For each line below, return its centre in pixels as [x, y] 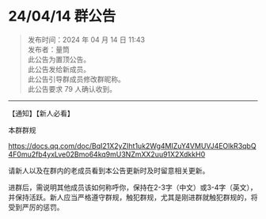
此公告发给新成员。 [59, 69]
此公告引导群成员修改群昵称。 [76, 79]
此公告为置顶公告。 [59, 59]
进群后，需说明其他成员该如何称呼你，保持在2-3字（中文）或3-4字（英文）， [133, 187]
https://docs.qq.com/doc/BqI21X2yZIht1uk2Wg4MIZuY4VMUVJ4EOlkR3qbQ [132, 145]
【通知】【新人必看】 [41, 113]
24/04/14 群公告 [62, 16]
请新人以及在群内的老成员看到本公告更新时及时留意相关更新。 [109, 170]
